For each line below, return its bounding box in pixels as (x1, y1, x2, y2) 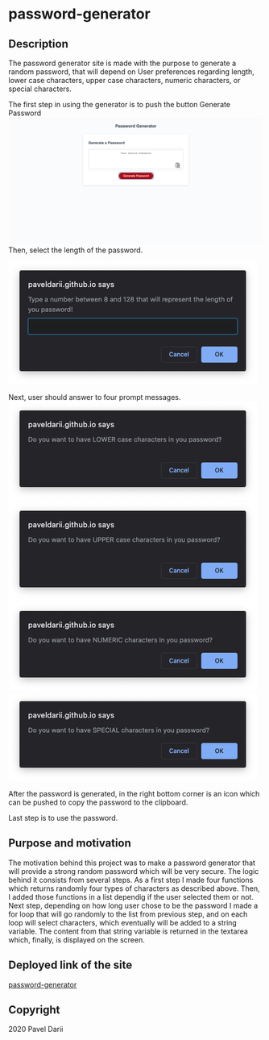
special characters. (8, 84, 72, 94)
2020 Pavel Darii (8, 1025, 64, 1034)
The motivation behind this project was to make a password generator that (8, 858, 256, 867)
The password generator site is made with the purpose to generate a (8, 58, 236, 68)
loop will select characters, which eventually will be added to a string (8, 917, 238, 927)
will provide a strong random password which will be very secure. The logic (8, 866, 259, 876)
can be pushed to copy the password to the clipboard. (8, 797, 188, 807)
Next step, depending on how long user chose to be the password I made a (8, 901, 259, 910)
